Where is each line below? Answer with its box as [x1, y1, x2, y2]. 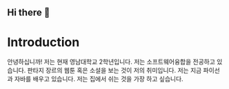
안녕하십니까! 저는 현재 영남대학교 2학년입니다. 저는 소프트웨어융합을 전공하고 [7, 58, 216, 66]
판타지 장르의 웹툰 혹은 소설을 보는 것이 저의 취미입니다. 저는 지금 [27, 66, 202, 75]
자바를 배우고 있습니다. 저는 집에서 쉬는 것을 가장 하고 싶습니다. [14, 75, 184, 83]
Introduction [7, 34, 80, 50]
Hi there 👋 [7, 7, 50, 18]
